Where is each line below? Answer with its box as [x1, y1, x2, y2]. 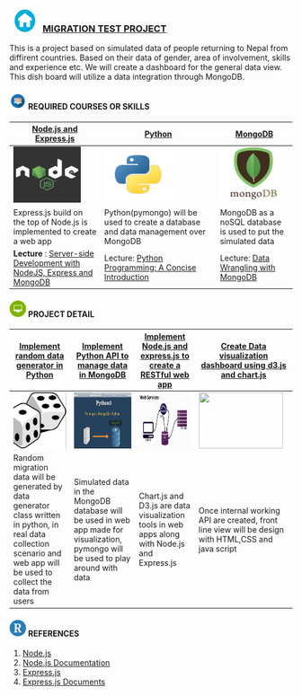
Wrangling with [219, 262, 276, 273]
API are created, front [198, 515, 279, 525]
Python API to [75, 350, 129, 361]
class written [13, 510, 61, 521]
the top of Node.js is [13, 216, 88, 227]
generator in [16, 359, 64, 370]
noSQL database [219, 216, 281, 227]
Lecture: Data [219, 252, 271, 264]
